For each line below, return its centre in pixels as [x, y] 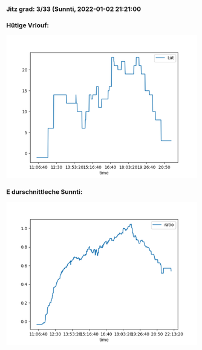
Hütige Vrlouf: [28, 25]
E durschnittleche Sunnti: [44, 192]
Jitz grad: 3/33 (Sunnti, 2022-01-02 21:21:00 [73, 9]
